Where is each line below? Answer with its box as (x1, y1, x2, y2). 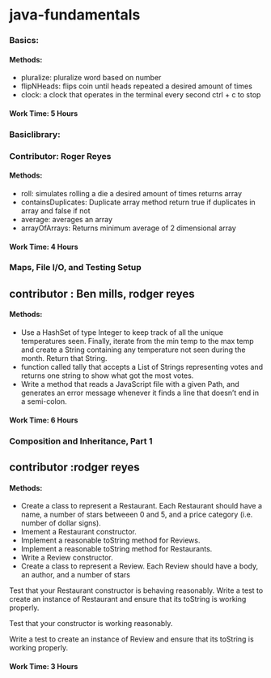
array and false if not (20, 205, 91, 216)
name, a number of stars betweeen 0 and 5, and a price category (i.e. (20, 509, 253, 520)
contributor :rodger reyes (9, 460, 140, 474)
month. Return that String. (20, 354, 108, 363)
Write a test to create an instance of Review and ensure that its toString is (9, 634, 254, 644)
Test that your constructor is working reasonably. (9, 619, 173, 629)
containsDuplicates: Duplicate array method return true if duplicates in (20, 197, 256, 207)
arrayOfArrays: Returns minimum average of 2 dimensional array (20, 223, 237, 233)
